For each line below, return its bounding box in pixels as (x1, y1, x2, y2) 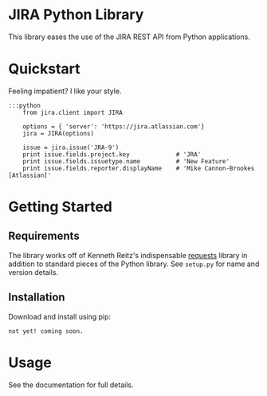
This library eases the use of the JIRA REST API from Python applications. (8, 32, 251, 41)
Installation (8, 291, 65, 304)
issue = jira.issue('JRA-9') (22, 143, 120, 151)
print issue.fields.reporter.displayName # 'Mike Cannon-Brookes (22, 164, 255, 172)
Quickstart (8, 60, 81, 78)
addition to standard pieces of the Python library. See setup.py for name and (8, 259, 260, 269)
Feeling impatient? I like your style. (8, 86, 122, 96)
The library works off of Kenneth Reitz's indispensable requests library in (8, 250, 248, 260)
